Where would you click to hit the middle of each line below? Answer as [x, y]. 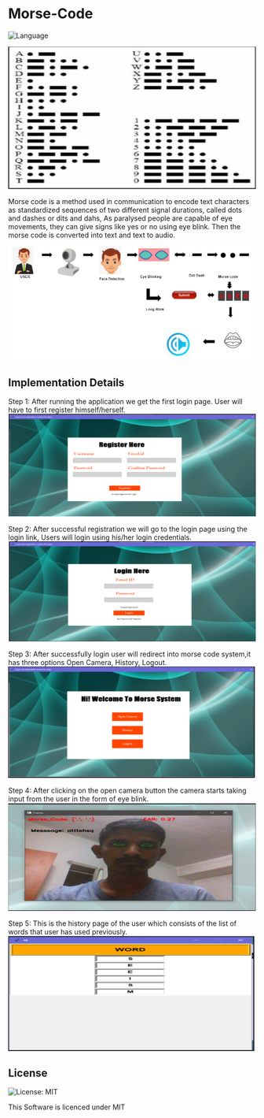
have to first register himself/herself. [67, 410]
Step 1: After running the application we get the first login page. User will [125, 401]
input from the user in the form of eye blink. [79, 799]
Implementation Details [66, 383]
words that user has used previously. [68, 931]
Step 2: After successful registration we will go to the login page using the [128, 529]
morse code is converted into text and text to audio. [92, 235]
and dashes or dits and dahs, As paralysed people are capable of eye [121, 218]
